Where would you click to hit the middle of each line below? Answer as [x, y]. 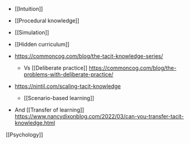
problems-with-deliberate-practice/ [68, 74]
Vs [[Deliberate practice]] [56, 68]
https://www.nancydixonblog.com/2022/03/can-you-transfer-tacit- [99, 116]
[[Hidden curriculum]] [42, 44]
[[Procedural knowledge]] [47, 20]
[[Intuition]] [29, 9]
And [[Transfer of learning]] [49, 110]
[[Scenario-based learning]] [59, 98]
